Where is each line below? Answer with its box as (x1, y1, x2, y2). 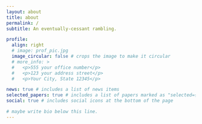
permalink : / (6, 20, 39, 26)
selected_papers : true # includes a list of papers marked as (6, 92, 165, 98)
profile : (6, 37, 28, 43)
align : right (11, 42, 44, 48)
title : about (6, 14, 39, 20)
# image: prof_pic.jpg (11, 48, 69, 54)
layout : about (6, 8, 42, 15)
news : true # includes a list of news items (6, 87, 120, 93)
